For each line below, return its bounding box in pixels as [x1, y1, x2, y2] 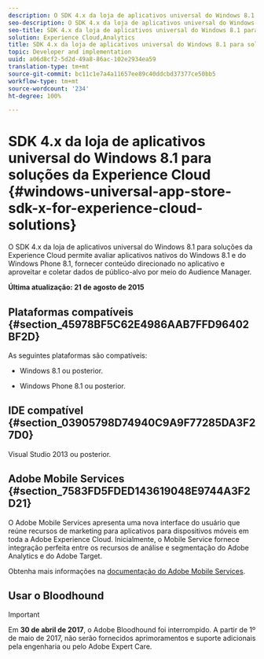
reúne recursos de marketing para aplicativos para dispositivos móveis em [8, 526, 249, 536]
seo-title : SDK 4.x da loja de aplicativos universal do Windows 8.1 [8, 26, 241, 34]
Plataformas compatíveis [8, 305, 134, 318]
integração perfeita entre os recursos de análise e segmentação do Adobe [8, 543, 250, 552]
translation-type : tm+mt [8, 63, 90, 71]
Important [8, 610, 40, 620]
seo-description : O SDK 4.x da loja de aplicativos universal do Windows [8, 19, 255, 27]
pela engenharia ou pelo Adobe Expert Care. [8, 642, 152, 651]
